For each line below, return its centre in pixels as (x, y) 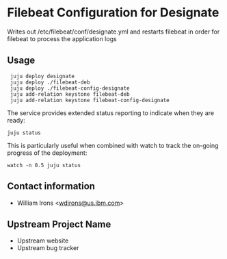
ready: (16, 120)
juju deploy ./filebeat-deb (50, 82)
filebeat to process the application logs (62, 38)
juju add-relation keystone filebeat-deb (70, 94)
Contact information (51, 186)
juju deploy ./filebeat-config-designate (70, 88)
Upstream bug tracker (48, 248)
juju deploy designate (42, 76)
